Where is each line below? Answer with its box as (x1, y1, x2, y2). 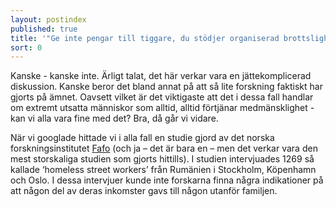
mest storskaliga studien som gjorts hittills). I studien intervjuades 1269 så (10, 153, 315, 165)
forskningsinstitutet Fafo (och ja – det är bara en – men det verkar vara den (10, 142, 318, 155)
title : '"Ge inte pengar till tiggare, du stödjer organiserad (10, 33, 280, 43)
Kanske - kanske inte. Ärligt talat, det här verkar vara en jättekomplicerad (10, 70, 312, 82)
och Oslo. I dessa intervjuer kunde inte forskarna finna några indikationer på (10, 174, 324, 186)
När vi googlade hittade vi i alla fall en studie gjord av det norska (10, 132, 275, 144)
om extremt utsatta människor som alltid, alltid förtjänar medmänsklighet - (10, 102, 315, 114)
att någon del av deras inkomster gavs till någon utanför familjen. (10, 185, 278, 197)
